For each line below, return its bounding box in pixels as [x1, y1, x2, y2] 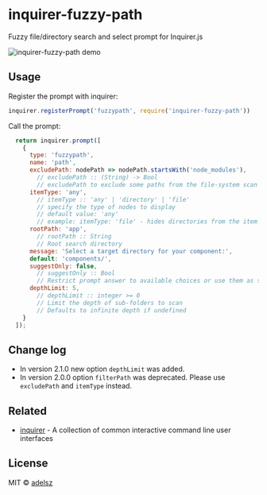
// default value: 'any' [37, 211, 119, 218]
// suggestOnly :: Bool [37, 269, 115, 277]
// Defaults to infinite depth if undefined [37, 306, 187, 315]
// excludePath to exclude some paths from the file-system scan [37, 180, 258, 188]
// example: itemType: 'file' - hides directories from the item [37, 218, 258, 226]
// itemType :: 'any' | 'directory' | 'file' [37, 195, 191, 203]
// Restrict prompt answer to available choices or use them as [37, 277, 254, 285]
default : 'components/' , [29, 254, 112, 263]
